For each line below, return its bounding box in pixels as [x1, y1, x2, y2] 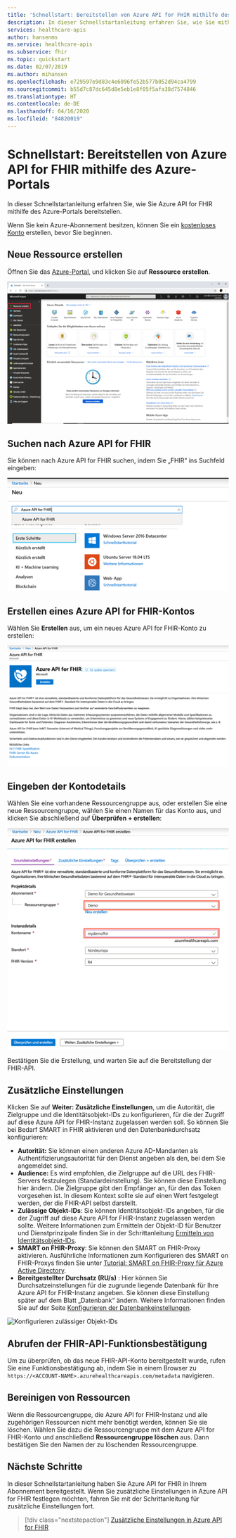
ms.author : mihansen [7, 70, 68, 77]
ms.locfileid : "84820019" [7, 115, 83, 122]
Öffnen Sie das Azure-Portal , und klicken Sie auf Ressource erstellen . [7, 267, 211, 276]
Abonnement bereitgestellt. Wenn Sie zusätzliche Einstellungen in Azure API [7, 1487, 228, 1495]
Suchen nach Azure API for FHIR [7, 437, 151, 450]
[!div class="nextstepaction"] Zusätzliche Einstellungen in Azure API [24, 1515, 223, 1524]
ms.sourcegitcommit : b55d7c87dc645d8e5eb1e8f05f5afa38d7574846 [7, 85, 197, 93]
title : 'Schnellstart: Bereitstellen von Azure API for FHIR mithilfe [7, 11, 218, 18]
